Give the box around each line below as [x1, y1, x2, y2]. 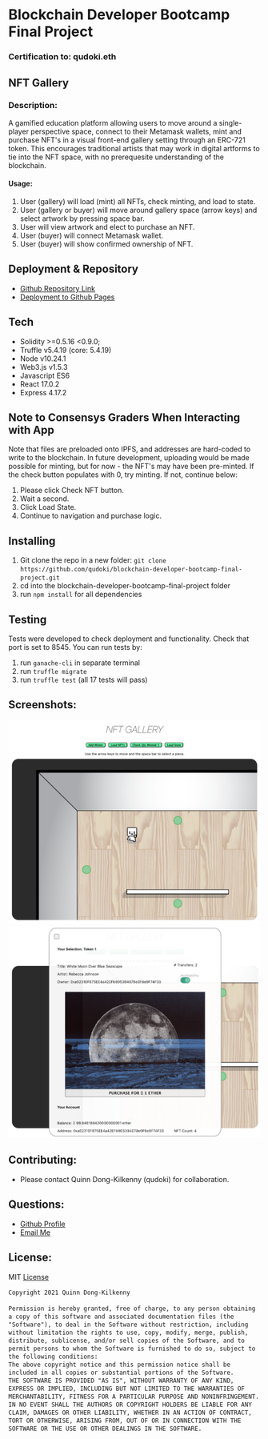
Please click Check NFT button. [19, 486, 124, 495]
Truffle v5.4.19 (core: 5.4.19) [19, 345, 112, 355]
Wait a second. [19, 494, 70, 503]
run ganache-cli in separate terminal [19, 658, 140, 667]
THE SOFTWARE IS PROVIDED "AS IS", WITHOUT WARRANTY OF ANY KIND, [8, 1377, 234, 1385]
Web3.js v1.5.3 [19, 362, 68, 371]
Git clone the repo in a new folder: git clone [19, 555, 166, 565]
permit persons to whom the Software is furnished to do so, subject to [8, 1345, 256, 1353]
